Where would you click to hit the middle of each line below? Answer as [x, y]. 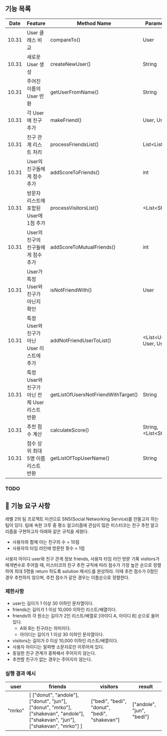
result [146, 687]
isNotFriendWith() [71, 290]
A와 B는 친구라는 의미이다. [45, 628]
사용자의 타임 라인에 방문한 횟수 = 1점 [48, 548]
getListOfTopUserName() [80, 458]
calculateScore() [70, 430]
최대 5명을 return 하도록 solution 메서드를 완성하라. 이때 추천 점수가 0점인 [86, 571]
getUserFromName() [75, 92]
